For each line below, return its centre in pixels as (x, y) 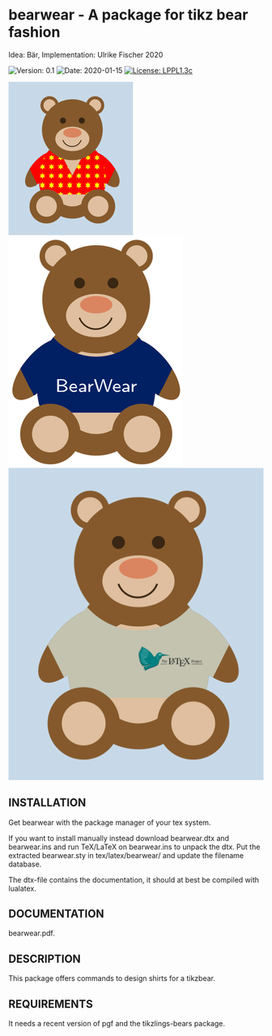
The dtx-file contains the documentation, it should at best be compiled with (134, 879)
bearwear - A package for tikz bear (128, 15)
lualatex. (22, 888)
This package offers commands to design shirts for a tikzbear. (112, 978)
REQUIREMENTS (51, 1004)
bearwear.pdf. (32, 933)
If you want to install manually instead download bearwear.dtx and (119, 838)
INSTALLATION (47, 803)
